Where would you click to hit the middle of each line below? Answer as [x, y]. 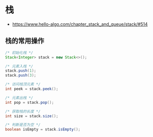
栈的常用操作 [25, 41]
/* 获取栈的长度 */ [23, 111]
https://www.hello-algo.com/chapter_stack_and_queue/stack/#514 [80, 24]
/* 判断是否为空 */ [23, 125]
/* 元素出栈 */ [19, 98]
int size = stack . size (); [32, 116]
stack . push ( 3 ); [21, 75]
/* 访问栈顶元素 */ [23, 85]
